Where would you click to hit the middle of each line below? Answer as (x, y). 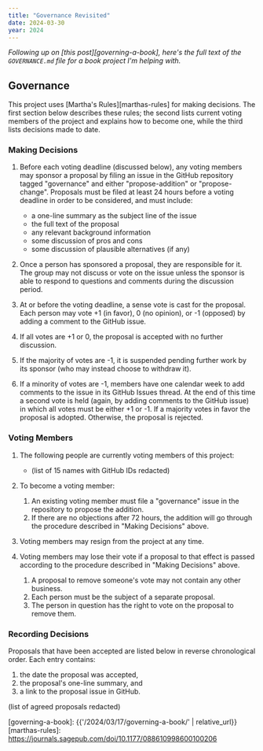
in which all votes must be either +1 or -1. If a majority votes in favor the (135, 409)
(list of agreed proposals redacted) (64, 707)
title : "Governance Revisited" (59, 15)
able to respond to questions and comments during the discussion (126, 281)
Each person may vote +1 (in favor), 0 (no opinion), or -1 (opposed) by (132, 313)
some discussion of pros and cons (87, 241)
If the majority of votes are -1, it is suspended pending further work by (133, 361)
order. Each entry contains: (52, 660)
